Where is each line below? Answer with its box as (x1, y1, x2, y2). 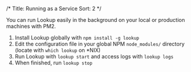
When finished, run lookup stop (14, 59, 93, 66)
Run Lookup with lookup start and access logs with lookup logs (14, 53, 174, 60)
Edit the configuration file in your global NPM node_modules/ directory (14, 41, 185, 47)
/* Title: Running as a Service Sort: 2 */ (6, 5, 102, 12)
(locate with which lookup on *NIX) (14, 47, 101, 54)
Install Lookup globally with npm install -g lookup (14, 34, 140, 41)
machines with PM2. (6, 23, 57, 30)
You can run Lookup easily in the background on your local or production (6, 17, 186, 23)
